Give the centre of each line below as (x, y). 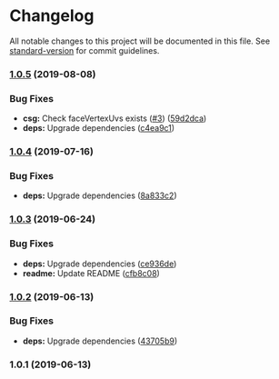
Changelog (52, 16)
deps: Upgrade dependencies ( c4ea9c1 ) (99, 128)
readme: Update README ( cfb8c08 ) (91, 273)
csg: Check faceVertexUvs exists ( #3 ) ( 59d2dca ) (115, 118)
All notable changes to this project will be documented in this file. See (140, 41)
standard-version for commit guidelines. (85, 50)
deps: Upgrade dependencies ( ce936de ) (100, 264)
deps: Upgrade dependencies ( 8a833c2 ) (100, 195)
